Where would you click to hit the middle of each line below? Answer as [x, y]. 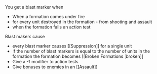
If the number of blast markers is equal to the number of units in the [81, 51]
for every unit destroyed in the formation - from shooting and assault [82, 22]
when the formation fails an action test [51, 27]
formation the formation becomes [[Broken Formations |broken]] [78, 56]
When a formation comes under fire [48, 16]
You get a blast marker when [34, 7]
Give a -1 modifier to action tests [45, 62]
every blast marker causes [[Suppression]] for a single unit [72, 46]
